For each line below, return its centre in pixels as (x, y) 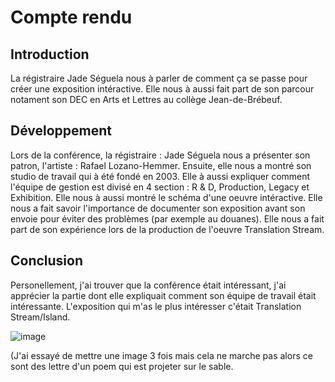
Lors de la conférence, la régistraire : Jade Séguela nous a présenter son (160, 155)
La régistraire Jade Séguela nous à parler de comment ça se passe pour (159, 78)
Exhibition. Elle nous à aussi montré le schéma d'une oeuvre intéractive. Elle (166, 197)
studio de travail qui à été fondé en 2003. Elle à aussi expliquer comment (160, 176)
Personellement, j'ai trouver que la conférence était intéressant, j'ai (148, 285)
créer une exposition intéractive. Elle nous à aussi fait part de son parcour (162, 89)
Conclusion (47, 261)
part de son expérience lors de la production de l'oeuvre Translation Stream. (167, 229)
